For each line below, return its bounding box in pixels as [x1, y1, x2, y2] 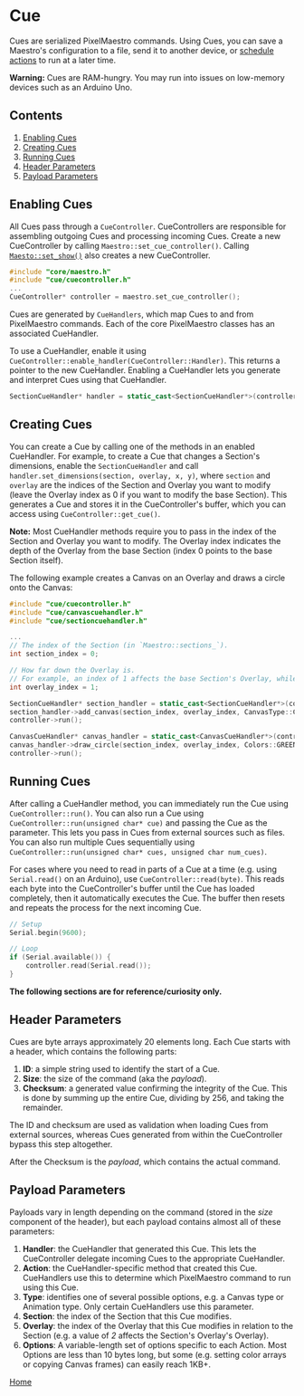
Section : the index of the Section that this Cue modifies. [22, 1310, 233, 1322]
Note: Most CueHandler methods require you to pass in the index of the [9, 526, 277, 537]
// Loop [9, 944, 39, 953]
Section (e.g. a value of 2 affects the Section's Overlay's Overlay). [22, 1330, 270, 1341]
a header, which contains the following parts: [9, 1046, 177, 1057]
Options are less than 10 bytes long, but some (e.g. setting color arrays [22, 1349, 287, 1360]
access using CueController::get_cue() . [9, 508, 161, 519]
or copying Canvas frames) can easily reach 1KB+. [22, 1359, 211, 1370]
